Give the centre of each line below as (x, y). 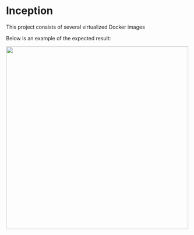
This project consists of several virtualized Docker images (76, 27)
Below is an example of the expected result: (59, 38)
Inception (30, 11)
